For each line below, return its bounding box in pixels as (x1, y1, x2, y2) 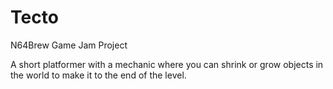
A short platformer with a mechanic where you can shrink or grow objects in (10, 58, 324, 70)
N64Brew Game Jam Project (10, 39, 128, 51)
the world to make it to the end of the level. (10, 69, 187, 81)
